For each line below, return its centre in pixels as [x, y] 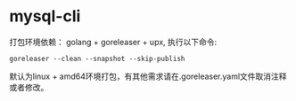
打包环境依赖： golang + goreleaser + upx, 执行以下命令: [113, 42]
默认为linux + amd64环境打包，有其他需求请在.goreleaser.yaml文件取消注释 [148, 76]
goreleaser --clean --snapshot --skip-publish [97, 58]
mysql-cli [45, 16]
